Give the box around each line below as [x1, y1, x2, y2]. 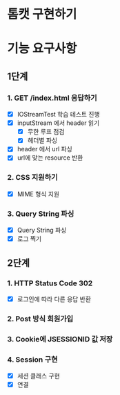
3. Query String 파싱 [7, 209, 74, 219]
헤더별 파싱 [27, 136, 57, 144]
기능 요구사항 [7, 41, 77, 56]
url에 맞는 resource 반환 [17, 153, 83, 162]
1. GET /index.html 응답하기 [7, 93, 98, 103]
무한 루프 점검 [27, 128, 65, 136]
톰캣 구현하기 [7, 6, 77, 22]
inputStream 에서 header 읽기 [17, 119, 100, 127]
